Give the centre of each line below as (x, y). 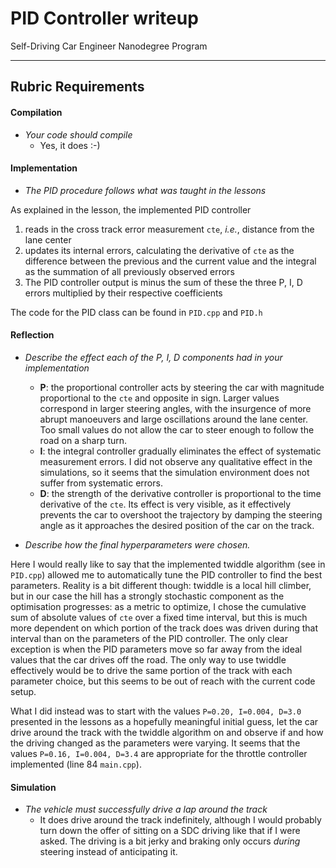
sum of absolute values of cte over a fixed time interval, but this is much (159, 617)
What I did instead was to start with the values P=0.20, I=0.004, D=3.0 (156, 711)
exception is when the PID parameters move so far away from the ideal (156, 649)
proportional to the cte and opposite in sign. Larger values (159, 398)
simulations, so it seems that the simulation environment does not (174, 472)
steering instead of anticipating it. (108, 852)
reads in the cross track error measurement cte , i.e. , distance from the (169, 229)
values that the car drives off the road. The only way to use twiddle (148, 659)
